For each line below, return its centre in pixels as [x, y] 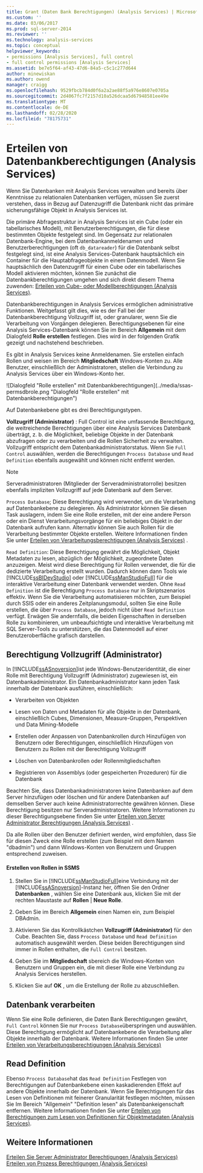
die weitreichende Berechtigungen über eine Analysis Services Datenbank [99, 428]
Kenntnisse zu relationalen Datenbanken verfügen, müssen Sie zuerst [93, 198]
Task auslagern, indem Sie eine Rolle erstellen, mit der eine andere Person [99, 515]
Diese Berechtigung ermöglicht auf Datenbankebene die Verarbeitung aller [99, 1032]
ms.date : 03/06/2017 [32, 23]
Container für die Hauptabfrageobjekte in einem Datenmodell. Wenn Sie [96, 260]
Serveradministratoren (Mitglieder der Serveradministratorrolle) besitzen [96, 483]
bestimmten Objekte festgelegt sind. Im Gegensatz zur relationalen [89, 235]
